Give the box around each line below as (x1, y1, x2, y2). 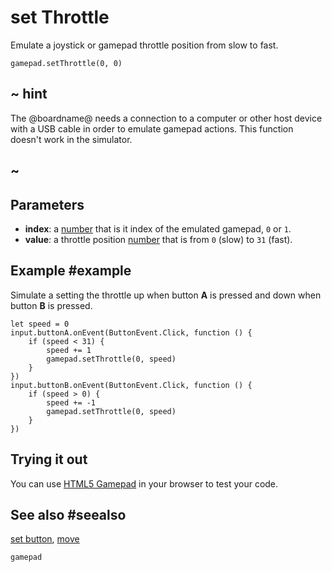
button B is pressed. (10, 299, 93, 311)
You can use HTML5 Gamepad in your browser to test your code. (10, 477, 279, 490)
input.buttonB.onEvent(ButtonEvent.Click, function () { (10, 380, 253, 390)
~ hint (10, 86, 48, 103)
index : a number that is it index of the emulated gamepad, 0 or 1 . (24, 222, 292, 235)
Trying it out (10, 451, 88, 468)
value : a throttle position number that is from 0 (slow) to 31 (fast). (24, 233, 293, 245)
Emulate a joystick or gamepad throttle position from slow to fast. (10, 39, 279, 51)
